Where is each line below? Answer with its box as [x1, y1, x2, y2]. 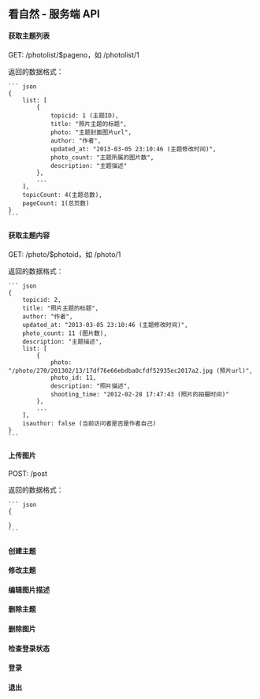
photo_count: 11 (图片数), [22, 329, 108, 337]
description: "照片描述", [50, 381, 132, 390]
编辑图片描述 [8, 585, 50, 594]
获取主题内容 [8, 231, 50, 240]
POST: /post [8, 469, 47, 478]
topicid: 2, [22, 296, 61, 303]
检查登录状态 [8, 643, 50, 653]
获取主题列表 [8, 31, 50, 40]
